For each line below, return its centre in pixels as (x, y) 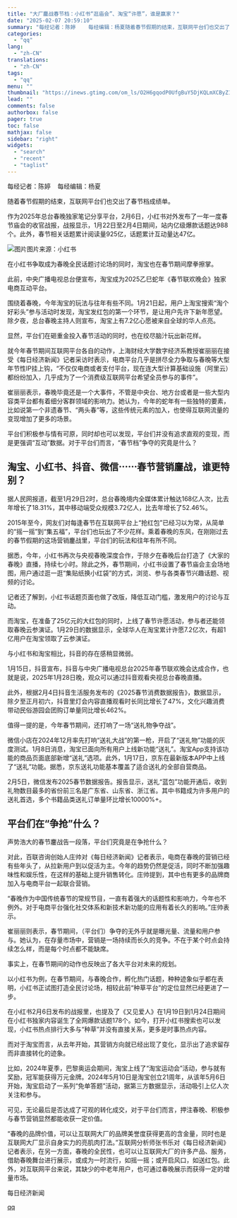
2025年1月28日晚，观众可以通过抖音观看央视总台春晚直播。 (119, 677)
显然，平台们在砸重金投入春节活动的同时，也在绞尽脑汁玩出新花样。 (106, 335)
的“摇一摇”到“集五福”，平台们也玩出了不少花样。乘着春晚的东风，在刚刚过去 (118, 531)
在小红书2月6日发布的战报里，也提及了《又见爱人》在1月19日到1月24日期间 (116, 1011)
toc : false (23, 126)
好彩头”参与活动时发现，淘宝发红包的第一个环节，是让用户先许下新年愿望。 (117, 311)
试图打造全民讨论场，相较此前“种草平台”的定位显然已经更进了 (134, 988)
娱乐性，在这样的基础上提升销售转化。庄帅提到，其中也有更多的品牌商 (128, 875)
